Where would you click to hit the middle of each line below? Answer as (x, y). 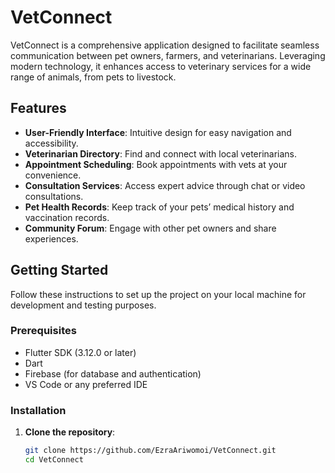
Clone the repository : (70, 432)
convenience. (53, 175)
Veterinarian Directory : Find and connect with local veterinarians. (161, 153)
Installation (38, 410)
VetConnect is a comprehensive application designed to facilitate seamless (165, 45)
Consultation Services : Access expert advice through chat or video (165, 185)
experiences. (51, 238)
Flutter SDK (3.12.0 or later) (80, 352)
